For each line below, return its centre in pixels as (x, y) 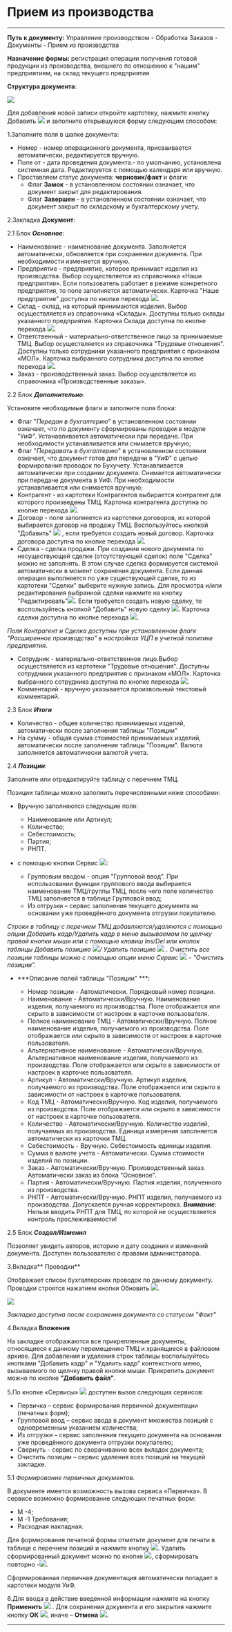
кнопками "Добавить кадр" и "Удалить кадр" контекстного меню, (105, 1363)
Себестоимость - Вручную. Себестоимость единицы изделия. (120, 1145)
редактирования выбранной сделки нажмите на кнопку (100, 593)
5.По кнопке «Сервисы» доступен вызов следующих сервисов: (105, 1392)
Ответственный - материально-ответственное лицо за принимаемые (120, 336)
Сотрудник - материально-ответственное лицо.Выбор (97, 659)
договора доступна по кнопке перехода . (81, 541)
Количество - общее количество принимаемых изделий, (101, 723)
